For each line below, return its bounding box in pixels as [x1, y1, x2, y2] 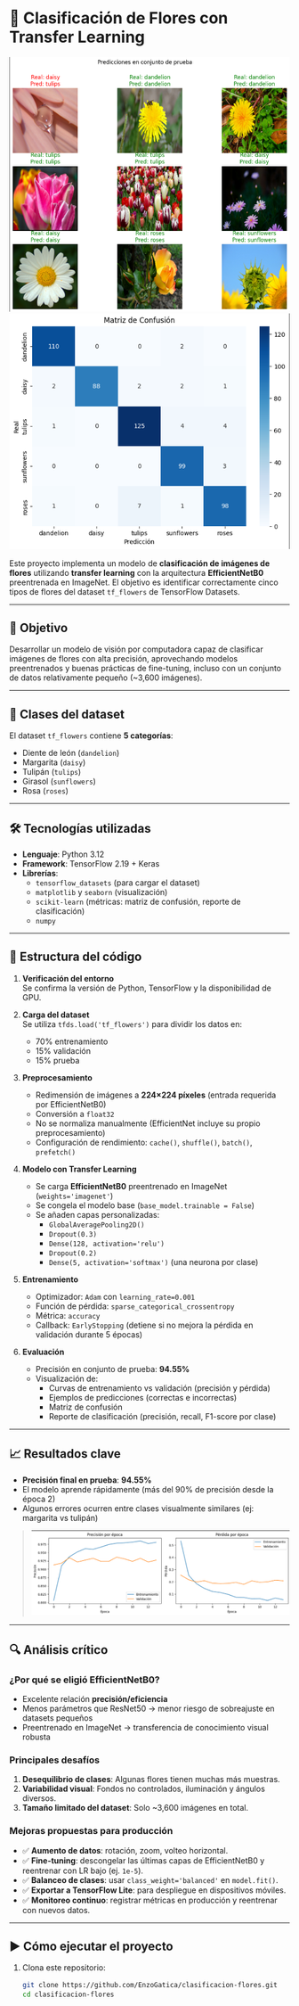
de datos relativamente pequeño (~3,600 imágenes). [9, 672, 203, 683]
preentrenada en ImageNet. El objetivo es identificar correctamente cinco [9, 577, 279, 588]
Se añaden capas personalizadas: [35, 1209, 160, 1220]
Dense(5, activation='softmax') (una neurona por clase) [48, 1256, 259, 1267]
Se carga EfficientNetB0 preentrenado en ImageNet [35, 1180, 228, 1191]
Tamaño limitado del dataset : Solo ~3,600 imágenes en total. [21, 1803, 249, 1813]
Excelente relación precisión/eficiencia [21, 1694, 168, 1705]
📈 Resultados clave [9, 1446, 122, 1461]
